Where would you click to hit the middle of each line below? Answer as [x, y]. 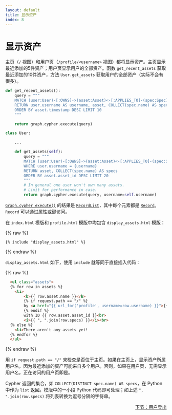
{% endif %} [37, 311]
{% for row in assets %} [36, 287]
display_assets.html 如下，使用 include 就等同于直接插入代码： [73, 262]
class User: [18, 133]
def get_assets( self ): [39, 152]
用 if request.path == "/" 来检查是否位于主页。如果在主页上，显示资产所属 [86, 360]
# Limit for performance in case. [60, 190]
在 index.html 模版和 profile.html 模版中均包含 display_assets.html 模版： [85, 222]
